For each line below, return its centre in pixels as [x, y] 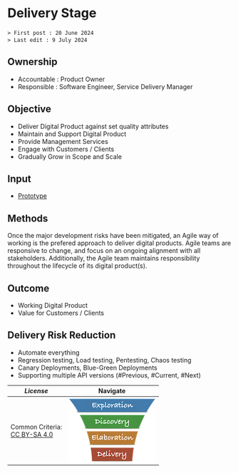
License [36, 391]
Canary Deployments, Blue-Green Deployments [88, 368]
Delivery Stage [52, 13]
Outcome [29, 288]
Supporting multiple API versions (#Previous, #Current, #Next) [109, 375]
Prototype [32, 196]
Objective [30, 109]
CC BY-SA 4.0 [32, 434]
